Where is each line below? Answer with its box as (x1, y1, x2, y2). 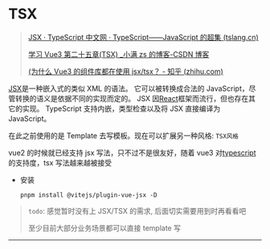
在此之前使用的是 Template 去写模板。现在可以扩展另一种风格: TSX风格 (8, 130, 239, 141)
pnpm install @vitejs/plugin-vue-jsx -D (19, 190, 157, 199)
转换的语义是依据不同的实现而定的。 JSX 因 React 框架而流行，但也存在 (14, 93, 249, 103)
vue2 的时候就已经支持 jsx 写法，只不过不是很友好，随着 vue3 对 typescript (8, 148, 256, 157)
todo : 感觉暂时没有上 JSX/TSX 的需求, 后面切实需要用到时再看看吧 (27, 206, 247, 215)
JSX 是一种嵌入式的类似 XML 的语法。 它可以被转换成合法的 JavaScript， (8, 84, 249, 93)
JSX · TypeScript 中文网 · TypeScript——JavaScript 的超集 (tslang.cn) (27, 32, 259, 42)
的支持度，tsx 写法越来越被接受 (8, 157, 112, 167)
